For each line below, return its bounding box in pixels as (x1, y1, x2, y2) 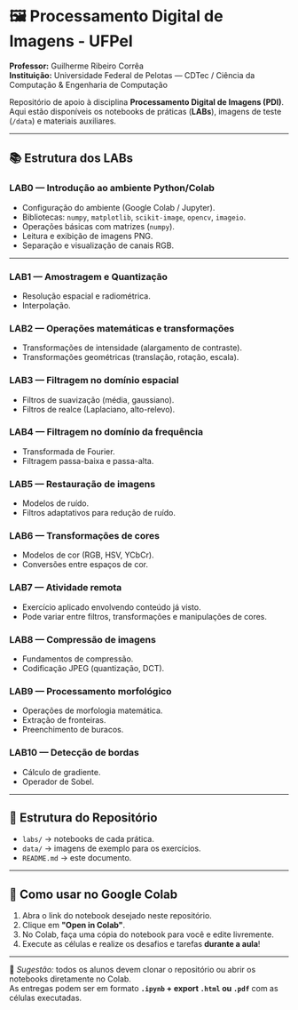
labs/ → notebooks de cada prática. (21, 834, 155, 845)
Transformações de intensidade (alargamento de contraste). (21, 342, 242, 353)
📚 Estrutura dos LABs (9, 151, 134, 166)
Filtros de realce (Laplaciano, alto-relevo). (21, 404, 176, 414)
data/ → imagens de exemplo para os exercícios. (21, 843, 201, 854)
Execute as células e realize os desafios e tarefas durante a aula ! (21, 939, 261, 950)
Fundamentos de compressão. (21, 653, 134, 664)
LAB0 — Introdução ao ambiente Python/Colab (9, 182, 216, 195)
